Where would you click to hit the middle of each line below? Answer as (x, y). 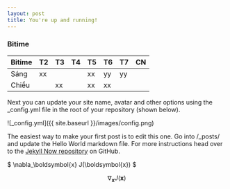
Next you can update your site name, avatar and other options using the (110, 102)
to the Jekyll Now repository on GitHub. (64, 151)
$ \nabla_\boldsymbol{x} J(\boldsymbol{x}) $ (72, 164)
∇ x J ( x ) (117, 179)
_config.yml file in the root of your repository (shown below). (94, 109)
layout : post (26, 13)
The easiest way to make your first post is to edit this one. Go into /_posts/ (114, 136)
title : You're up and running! (52, 20)
